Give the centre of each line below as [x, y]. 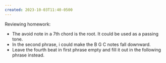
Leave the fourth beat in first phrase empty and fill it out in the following [87, 49]
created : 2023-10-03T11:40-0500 [39, 10]
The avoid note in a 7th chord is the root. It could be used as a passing [85, 33]
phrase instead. [28, 55]
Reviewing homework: [28, 24]
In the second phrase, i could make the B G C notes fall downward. [81, 44]
